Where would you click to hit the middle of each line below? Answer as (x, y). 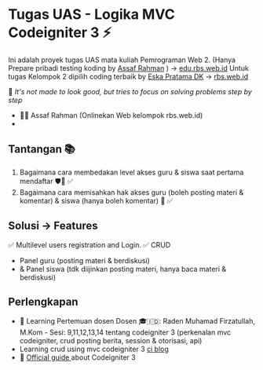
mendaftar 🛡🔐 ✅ (46, 181)
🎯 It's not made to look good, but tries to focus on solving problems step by (130, 91)
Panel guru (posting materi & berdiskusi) (85, 260)
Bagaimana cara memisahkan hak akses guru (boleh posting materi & (131, 192)
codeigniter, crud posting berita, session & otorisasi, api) (111, 341)
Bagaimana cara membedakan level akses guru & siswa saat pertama (131, 172)
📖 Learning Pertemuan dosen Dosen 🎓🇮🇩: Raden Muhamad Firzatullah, (137, 321)
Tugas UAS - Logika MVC (91, 15)
